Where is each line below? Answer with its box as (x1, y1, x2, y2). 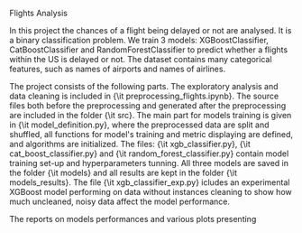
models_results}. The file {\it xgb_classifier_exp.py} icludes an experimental (9, 177, 290, 188)
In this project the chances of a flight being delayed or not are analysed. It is (9, 25, 292, 35)
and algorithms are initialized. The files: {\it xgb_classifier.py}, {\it (9, 139, 251, 149)
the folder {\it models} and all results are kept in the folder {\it (9, 167, 237, 178)
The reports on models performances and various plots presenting (9, 214, 257, 224)
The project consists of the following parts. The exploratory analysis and (9, 81, 279, 91)
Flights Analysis (9, 8, 68, 18)
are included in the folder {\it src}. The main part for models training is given (9, 110, 292, 120)
